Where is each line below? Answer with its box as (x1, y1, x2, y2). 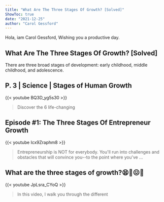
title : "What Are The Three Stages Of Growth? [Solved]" (5, 7, 125, 12)
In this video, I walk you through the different (17, 191, 108, 197)
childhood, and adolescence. (5, 67, 64, 73)
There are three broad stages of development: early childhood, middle (5, 62, 148, 68)
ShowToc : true (5, 12, 34, 17)
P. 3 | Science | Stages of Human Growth (5, 81, 132, 90)
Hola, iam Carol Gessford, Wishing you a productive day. (5, 35, 120, 40)
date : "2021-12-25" (5, 16, 45, 21)
